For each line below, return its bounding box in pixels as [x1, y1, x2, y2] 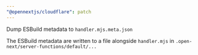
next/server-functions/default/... [6, 44, 97, 50]
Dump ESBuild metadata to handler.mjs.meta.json [6, 25, 133, 33]
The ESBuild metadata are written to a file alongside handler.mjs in [6, 37, 174, 44]
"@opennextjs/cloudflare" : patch [6, 8, 92, 15]
